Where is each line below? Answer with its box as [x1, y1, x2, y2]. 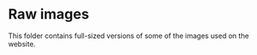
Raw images [8, 5, 90, 23]
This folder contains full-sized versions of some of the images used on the [8, 31, 249, 40]
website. [8, 39, 36, 48]
